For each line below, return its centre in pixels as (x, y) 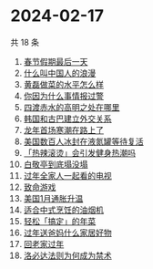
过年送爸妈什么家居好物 (67, 233)
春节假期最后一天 (56, 61)
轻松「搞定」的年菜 (60, 221)
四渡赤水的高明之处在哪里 (71, 107)
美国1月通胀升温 (53, 198)
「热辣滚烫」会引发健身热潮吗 (79, 152)
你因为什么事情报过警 (63, 96)
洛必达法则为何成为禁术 (67, 255)
